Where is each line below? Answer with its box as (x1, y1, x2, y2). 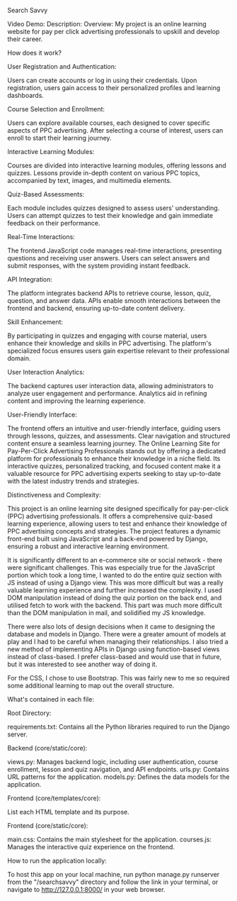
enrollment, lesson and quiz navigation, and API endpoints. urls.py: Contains (7, 765, 230, 773)
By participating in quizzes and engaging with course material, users (7, 331, 207, 340)
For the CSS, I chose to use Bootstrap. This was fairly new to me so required (7, 674, 230, 682)
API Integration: (7, 275, 53, 283)
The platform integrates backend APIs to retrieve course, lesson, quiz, (7, 289, 212, 297)
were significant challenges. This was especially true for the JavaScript (7, 563, 216, 572)
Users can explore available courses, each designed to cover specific (7, 118, 210, 127)
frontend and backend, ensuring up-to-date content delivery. (7, 304, 185, 312)
